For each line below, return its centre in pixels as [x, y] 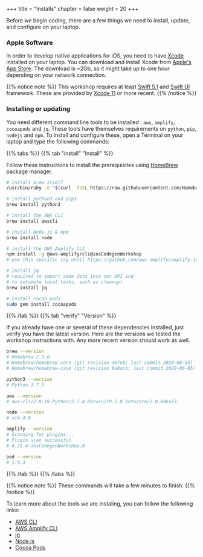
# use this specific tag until [46, 260]
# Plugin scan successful [39, 440]
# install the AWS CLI [35, 216]
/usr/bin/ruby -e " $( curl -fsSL [47, 188]
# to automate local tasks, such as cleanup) [64, 282]
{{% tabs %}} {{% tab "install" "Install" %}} [60, 153]
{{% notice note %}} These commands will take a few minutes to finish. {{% [101, 486]
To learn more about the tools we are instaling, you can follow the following [100, 504]
